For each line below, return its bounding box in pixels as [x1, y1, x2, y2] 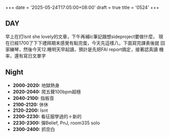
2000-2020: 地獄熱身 [12, 82, 60, 88]
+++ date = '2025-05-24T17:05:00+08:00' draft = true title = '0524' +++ [5, 5, 160, 10]
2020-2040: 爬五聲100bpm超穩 [12, 88, 81, 94]
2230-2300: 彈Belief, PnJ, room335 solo [12, 120, 100, 126]
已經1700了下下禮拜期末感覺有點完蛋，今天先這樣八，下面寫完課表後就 [9, 40, 160, 46]
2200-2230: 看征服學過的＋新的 [12, 113, 82, 120]
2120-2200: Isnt [12, 107, 48, 113]
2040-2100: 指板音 [12, 95, 54, 101]
